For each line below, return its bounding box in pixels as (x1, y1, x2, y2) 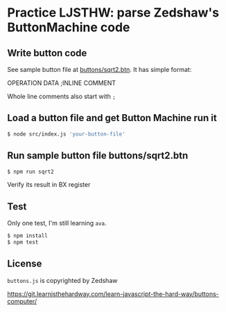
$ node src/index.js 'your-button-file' (7, 130, 126, 138)
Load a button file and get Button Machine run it (7, 112, 217, 124)
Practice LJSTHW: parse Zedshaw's (7, 5, 220, 21)
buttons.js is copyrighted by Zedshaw (7, 276, 118, 284)
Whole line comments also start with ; (7, 92, 116, 100)
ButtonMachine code (7, 19, 130, 35)
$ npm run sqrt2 (7, 168, 54, 175)
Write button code (7, 47, 87, 59)
